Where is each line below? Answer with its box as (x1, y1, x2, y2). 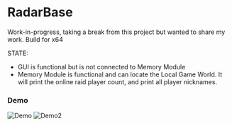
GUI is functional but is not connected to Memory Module (17, 62, 186, 71)
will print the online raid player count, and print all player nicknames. (17, 77, 218, 86)
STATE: (7, 49, 28, 57)
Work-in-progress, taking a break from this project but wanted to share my (7, 28, 226, 36)
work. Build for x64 (7, 35, 64, 43)
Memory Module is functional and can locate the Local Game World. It (17, 70, 223, 79)
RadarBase (7, 4, 73, 21)
